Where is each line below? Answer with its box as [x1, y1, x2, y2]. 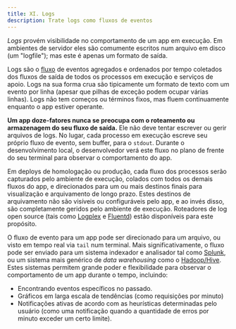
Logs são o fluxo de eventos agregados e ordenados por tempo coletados [7, 65, 223, 73]
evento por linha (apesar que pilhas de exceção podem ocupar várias [7, 87, 209, 96]
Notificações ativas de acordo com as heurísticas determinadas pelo [17, 299, 217, 307]
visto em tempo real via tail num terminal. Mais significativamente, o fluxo [7, 240, 225, 249]
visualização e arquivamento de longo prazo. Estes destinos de [7, 190, 191, 198]
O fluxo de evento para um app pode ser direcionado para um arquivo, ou [7, 233, 221, 242]
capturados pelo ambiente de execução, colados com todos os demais [7, 174, 213, 183]
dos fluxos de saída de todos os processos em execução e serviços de [7, 72, 213, 81]
